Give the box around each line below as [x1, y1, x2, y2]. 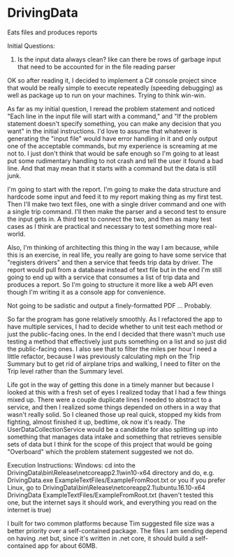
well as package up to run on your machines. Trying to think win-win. [7, 91, 206, 99]
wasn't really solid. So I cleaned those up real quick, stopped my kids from [7, 410, 221, 418]
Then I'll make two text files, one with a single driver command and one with [7, 199, 226, 208]
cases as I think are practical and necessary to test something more [7, 222, 203, 230]
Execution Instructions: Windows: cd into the [7, 460, 136, 470]
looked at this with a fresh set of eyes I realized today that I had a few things [7, 388, 226, 396]
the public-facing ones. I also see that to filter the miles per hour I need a [7, 344, 217, 353]
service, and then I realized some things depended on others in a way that [7, 402, 221, 411]
